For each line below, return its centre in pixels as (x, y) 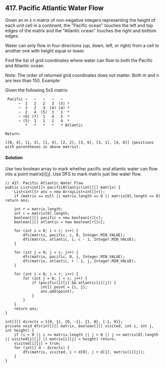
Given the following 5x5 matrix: (37, 90)
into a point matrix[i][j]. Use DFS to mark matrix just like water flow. (74, 174)
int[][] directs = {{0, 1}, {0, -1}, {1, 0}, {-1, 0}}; (64, 322)
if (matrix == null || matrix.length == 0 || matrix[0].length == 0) (87, 196)
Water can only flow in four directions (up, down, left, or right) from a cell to (82, 45)
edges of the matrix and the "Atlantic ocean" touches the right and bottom (81, 30)
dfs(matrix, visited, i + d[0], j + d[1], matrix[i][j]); (84, 352)
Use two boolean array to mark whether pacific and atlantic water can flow (82, 169)
